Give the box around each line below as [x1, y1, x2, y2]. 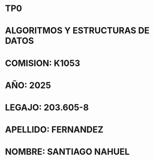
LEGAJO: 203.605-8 [5, 102, 89, 113]
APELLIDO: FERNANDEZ [5, 124, 104, 135]
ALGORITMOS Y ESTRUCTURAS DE [5, 25, 150, 36]
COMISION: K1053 [5, 58, 80, 68]
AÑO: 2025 [5, 80, 51, 91]
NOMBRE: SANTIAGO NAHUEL [5, 146, 130, 158]
